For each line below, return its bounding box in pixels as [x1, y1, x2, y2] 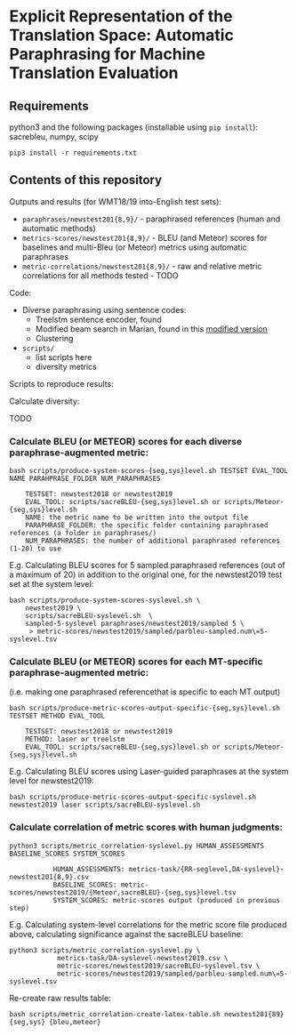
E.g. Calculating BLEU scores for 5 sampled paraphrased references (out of [9, 560, 286, 571]
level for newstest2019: [9, 775, 95, 786]
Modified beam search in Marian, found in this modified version [35, 323, 269, 334]
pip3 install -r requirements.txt [9, 148, 138, 157]
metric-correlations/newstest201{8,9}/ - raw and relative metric [21, 261, 262, 271]
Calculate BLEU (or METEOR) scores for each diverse [9, 435, 243, 447]
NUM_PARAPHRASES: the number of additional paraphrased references [25, 536, 280, 546]
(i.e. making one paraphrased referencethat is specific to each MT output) [9, 686, 281, 697]
